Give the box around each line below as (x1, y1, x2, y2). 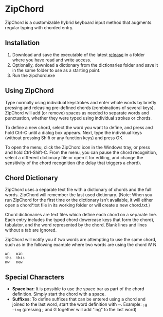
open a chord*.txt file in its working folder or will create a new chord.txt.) (5, 202, 150, 208)
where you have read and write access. (12, 57, 91, 63)
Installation (5, 39, 40, 47)
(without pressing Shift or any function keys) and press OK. (5, 135, 124, 141)
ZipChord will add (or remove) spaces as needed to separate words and (5, 110, 149, 115)
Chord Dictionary (5, 174, 58, 182)
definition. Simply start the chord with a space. (12, 291, 106, 297)
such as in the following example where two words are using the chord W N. (5, 242, 158, 248)
